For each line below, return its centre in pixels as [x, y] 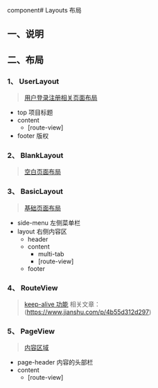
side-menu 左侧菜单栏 [49, 222]
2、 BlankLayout [35, 156]
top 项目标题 [35, 112]
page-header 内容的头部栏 [55, 362]
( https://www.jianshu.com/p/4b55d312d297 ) [88, 312]
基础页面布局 [42, 208]
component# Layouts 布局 [44, 10]
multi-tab [51, 254]
